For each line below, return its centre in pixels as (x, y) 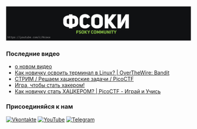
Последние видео (33, 53)
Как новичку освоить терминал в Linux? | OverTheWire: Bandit (92, 73)
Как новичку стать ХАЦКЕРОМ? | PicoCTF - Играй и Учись (88, 91)
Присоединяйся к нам (40, 107)
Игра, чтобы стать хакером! (50, 85)
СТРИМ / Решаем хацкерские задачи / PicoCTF (74, 79)
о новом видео (33, 67)
